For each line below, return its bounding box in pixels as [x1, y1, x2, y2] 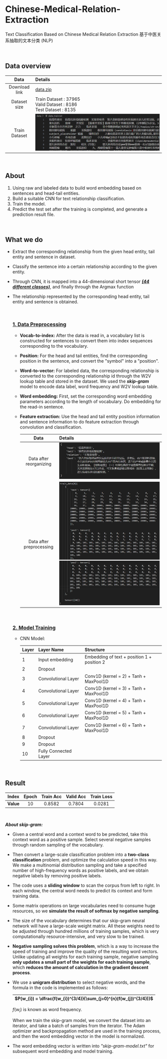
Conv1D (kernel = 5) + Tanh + [84, 710, 146, 716]
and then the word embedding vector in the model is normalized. [12, 1033, 145, 1039]
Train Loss [90, 794, 113, 800]
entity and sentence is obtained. [12, 299, 79, 305]
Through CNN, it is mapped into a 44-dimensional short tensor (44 [12, 278, 150, 285]
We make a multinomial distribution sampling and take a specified [12, 862, 147, 868]
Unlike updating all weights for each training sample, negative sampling [12, 954, 159, 960]
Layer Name [38, 646, 64, 652]
